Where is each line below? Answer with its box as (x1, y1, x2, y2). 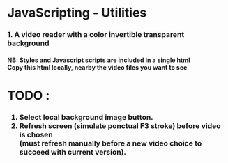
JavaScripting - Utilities (7, 5, 147, 21)
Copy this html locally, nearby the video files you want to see (7, 63, 188, 71)
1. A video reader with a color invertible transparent (7, 30, 185, 40)
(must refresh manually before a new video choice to (19, 138, 202, 148)
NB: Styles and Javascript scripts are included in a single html (7, 56, 190, 64)
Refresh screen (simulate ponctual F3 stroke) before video (19, 121, 221, 130)
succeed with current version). (19, 147, 127, 157)
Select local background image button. (19, 112, 153, 122)
